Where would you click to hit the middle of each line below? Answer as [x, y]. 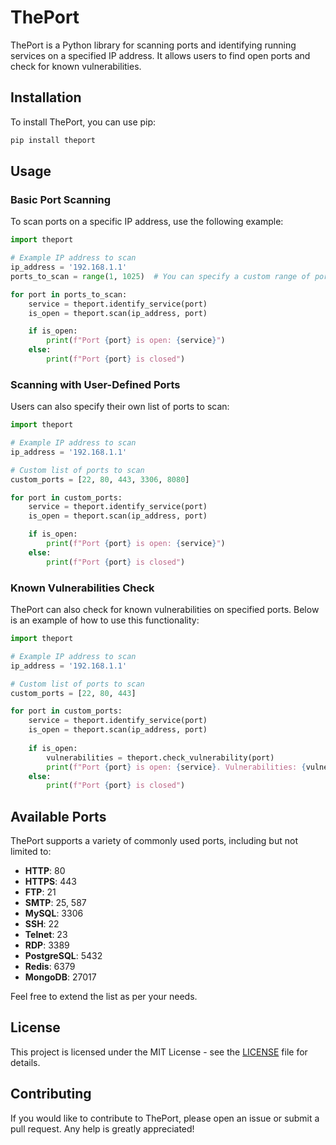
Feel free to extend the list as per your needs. [104, 997]
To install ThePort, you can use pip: [83, 122]
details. [25, 1062]
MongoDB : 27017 [60, 977]
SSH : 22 [42, 924]
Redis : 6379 [50, 967]
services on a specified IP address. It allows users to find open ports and [160, 55]
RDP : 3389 [47, 945]
